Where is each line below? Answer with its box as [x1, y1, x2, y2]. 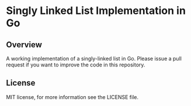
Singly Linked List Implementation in [6, 4, 186, 17]
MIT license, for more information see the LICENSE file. [6, 93, 139, 100]
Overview [6, 40, 43, 50]
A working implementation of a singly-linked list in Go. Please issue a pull [6, 55, 182, 62]
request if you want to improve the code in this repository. [6, 61, 145, 68]
